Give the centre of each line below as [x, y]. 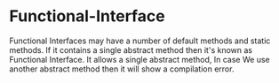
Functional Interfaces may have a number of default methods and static [140, 41]
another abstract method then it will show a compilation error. [122, 69]
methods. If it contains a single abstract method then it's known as [131, 49]
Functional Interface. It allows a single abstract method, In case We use [139, 59]
